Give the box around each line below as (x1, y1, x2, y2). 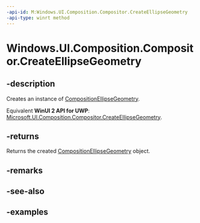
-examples (6, 207, 48, 217)
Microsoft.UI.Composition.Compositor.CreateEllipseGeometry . (6, 113, 163, 120)
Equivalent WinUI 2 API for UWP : (6, 107, 90, 114)
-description (6, 79, 55, 89)
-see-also (6, 186, 45, 197)
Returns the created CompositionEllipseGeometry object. (6, 147, 150, 155)
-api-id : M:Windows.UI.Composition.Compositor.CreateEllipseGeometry (6, 9, 188, 15)
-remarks (6, 165, 43, 176)
